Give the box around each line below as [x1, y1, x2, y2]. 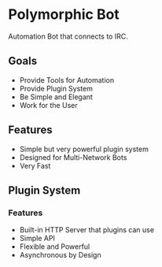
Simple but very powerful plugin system [19, 144, 149, 154]
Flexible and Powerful [19, 242, 90, 251]
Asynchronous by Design [19, 250, 101, 260]
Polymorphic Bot [8, 6, 120, 24]
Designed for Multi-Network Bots [19, 152, 127, 162]
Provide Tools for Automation [19, 75, 115, 84]
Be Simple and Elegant [19, 92, 93, 102]
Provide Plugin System [19, 83, 93, 93]
